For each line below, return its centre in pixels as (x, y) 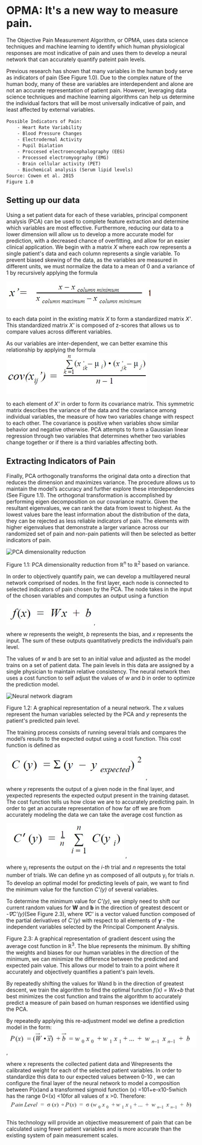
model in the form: (29, 1027)
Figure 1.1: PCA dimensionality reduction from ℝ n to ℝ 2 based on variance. (98, 564)
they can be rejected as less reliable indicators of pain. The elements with (98, 521)
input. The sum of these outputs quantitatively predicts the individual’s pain (99, 640)
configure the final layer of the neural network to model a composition (93, 1083)
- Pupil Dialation (40, 146)
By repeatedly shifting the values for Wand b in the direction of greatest (95, 984)
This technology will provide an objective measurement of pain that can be (99, 1122)
